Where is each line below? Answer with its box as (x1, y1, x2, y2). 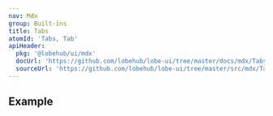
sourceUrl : (15, 65, 53, 73)
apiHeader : (8, 42, 45, 50)
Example (8, 95, 54, 109)
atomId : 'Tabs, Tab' (8, 34, 79, 43)
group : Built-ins (8, 19, 67, 28)
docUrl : (15, 58, 42, 66)
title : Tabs (8, 27, 49, 35)
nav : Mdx (8, 11, 38, 20)
